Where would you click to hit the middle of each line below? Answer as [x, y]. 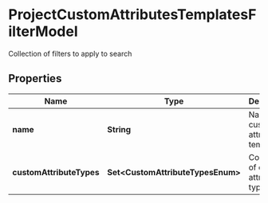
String [119, 129]
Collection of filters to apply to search [70, 53]
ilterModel [43, 31]
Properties [35, 78]
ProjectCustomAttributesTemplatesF [132, 15]
